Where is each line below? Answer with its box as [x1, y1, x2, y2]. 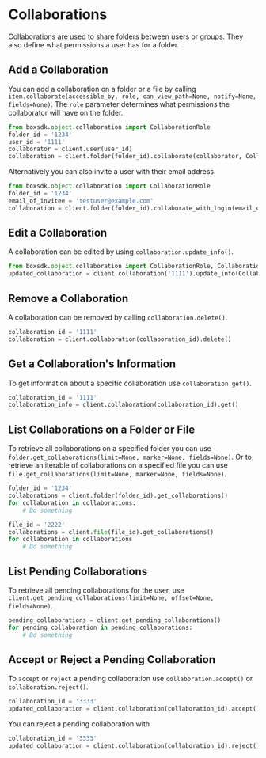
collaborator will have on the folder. [8, 108, 123, 117]
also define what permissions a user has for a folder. [8, 40, 180, 49]
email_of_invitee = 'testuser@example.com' [8, 196, 154, 205]
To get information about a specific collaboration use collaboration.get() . [8, 378, 252, 388]
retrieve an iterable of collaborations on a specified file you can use [8, 460, 228, 470]
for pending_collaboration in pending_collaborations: [8, 623, 193, 631]
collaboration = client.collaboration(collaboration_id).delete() [8, 335, 232, 343]
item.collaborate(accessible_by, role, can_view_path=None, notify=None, [8, 93, 257, 100]
